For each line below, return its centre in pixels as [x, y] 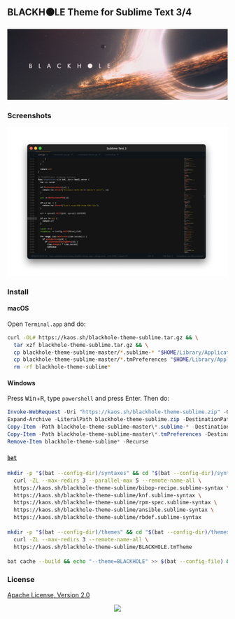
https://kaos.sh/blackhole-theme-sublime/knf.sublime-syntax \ [107, 495]
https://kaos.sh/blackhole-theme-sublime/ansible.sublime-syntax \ [114, 510]
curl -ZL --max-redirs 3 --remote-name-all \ [81, 539]
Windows [21, 383]
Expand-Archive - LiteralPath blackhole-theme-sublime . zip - [97, 420]
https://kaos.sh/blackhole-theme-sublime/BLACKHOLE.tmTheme [103, 547]
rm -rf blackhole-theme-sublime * [62, 367]
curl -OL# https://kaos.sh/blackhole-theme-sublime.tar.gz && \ [103, 337]
